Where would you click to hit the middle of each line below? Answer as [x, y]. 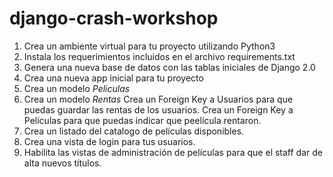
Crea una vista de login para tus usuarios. [109, 141]
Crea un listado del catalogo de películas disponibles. [134, 131]
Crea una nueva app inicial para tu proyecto [113, 78]
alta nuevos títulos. [62, 163]
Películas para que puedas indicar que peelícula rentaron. [142, 120]
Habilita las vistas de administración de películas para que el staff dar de [173, 152]
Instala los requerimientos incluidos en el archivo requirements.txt [159, 56]
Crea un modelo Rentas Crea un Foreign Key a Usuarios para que [158, 99]
